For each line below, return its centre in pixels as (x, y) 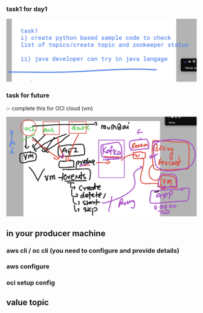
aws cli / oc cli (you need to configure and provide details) (93, 250)
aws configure (28, 267)
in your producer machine (56, 233)
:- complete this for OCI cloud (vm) (50, 108)
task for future (28, 95)
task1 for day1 (27, 9)
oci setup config (31, 283)
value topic (28, 302)
